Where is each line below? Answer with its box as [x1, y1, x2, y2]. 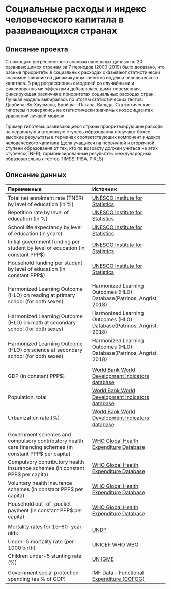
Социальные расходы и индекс [5, 3, 147, 15]
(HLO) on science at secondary [8, 346, 83, 353]
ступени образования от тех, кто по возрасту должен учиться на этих [5, 145, 158, 151]
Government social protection [8, 569, 79, 576]
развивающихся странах [5, 25, 118, 36]
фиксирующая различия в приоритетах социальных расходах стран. [5, 91, 155, 97]
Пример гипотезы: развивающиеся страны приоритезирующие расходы [5, 123, 164, 129]
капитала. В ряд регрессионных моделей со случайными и [5, 80, 135, 86]
